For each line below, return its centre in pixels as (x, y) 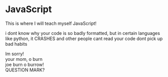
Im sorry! (15, 54)
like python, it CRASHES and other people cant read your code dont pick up (84, 38)
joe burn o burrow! (25, 64)
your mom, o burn (24, 59)
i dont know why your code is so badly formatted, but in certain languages (83, 33)
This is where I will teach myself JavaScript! (51, 23)
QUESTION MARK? (25, 70)
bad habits (16, 44)
